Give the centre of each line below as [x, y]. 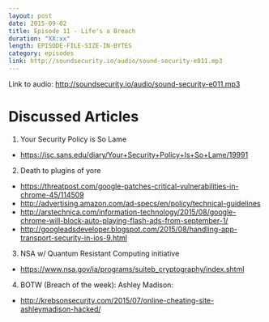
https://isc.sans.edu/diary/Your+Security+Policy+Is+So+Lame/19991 [134, 155]
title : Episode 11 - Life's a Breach [72, 31]
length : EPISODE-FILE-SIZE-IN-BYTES [70, 46]
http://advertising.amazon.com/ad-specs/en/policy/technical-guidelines [140, 203]
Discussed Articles [74, 117]
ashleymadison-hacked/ [60, 309]
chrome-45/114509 [52, 194]
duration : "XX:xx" [39, 38]
